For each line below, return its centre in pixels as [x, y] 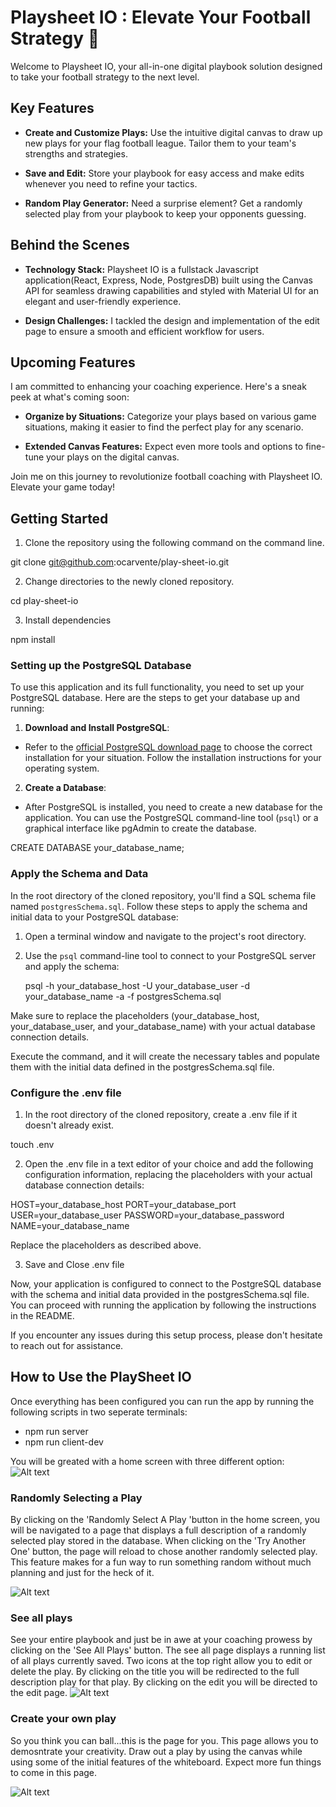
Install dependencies [68, 620]
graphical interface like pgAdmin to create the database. [140, 828]
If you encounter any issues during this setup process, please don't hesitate [166, 1335]
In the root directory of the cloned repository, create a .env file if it [161, 1115]
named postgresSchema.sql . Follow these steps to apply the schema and [159, 906]
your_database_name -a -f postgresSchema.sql [123, 996]
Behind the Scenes [70, 245]
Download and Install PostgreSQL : [97, 728]
